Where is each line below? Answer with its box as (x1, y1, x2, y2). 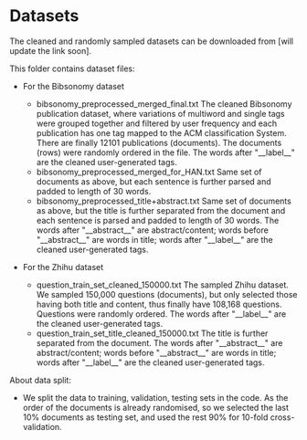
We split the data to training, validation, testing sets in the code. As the (22, 392, 289, 403)
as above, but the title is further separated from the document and (36, 204, 286, 215)
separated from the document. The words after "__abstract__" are (36, 337, 283, 348)
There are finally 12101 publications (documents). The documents (36, 137, 282, 148)
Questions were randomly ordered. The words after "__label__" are (36, 308, 287, 320)
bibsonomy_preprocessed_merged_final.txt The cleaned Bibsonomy (36, 98, 292, 110)
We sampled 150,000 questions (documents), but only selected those (36, 288, 299, 299)
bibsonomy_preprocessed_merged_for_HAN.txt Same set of (36, 166, 262, 177)
